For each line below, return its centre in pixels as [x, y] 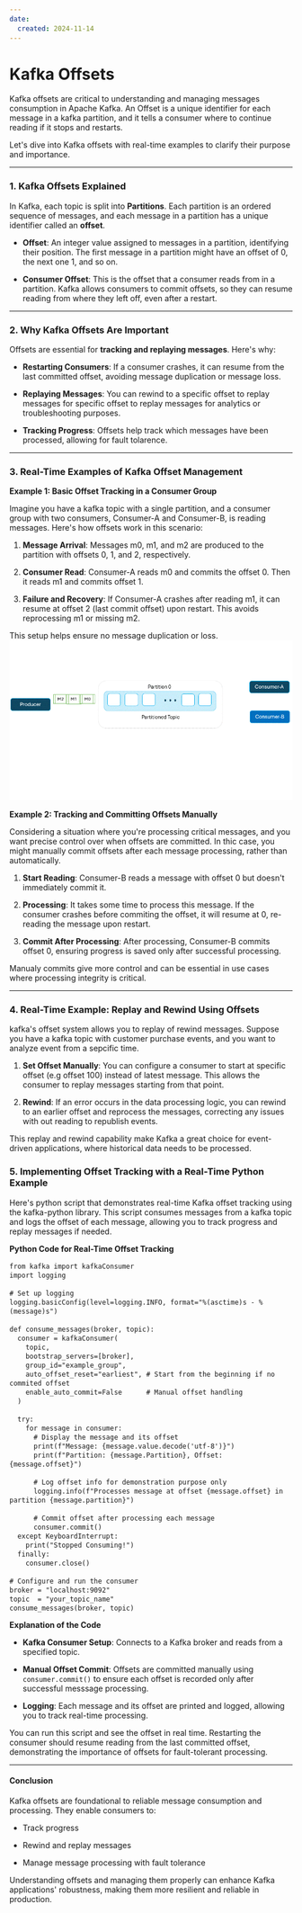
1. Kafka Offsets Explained [68, 186]
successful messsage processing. [85, 1688]
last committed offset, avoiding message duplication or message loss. [151, 377]
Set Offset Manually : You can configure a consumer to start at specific [154, 1066]
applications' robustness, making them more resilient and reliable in [134, 1890]
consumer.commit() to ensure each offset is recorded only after [138, 1678]
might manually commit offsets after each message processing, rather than [148, 851]
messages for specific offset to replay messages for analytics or [141, 404]
